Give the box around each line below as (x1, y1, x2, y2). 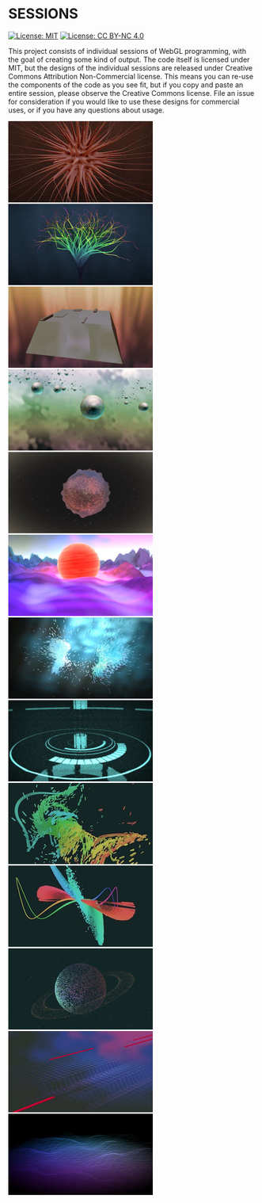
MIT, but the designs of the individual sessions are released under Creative (8, 63, 253, 72)
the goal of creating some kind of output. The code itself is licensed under (8, 55, 250, 64)
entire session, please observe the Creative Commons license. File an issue (8, 88, 255, 97)
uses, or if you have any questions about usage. (8, 105, 165, 115)
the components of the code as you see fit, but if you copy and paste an (8, 80, 244, 90)
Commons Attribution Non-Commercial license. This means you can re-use (8, 71, 254, 81)
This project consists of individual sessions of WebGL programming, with (8, 46, 247, 55)
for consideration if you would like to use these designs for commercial (8, 97, 240, 106)
